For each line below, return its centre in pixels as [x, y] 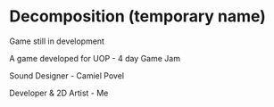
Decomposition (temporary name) [137, 16]
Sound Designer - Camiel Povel [67, 75]
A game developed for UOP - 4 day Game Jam [95, 58]
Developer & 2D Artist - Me [59, 93]
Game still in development [57, 41]
